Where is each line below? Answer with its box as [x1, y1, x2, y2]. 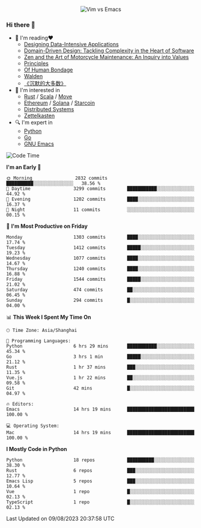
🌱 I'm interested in [14, 87, 60, 94]
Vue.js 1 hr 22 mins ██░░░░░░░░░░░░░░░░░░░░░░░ [6, 375, 195, 381]
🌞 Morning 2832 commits [6, 175, 108, 182]
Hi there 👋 [6, 20, 36, 29]
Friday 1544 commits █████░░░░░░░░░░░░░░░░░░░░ [6, 277, 195, 283]
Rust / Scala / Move [23, 93, 73, 100]
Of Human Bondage [23, 66, 73, 73]
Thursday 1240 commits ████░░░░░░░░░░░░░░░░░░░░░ [6, 266, 195, 272]
